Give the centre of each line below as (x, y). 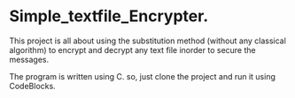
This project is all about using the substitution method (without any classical (147, 41)
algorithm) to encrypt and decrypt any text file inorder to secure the (132, 49)
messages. (29, 59)
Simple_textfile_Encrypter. (109, 16)
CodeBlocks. (32, 86)
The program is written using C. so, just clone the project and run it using (143, 76)
